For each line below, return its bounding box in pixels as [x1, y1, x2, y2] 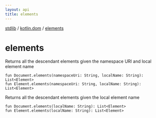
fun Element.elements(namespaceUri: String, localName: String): [5, 82, 141, 87]
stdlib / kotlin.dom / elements [5, 25, 64, 31]
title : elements [5, 12, 38, 17]
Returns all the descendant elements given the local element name [5, 94, 140, 100]
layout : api [5, 7, 29, 12]
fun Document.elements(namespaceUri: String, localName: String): [5, 73, 144, 78]
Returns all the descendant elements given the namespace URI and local [5, 58, 152, 64]
